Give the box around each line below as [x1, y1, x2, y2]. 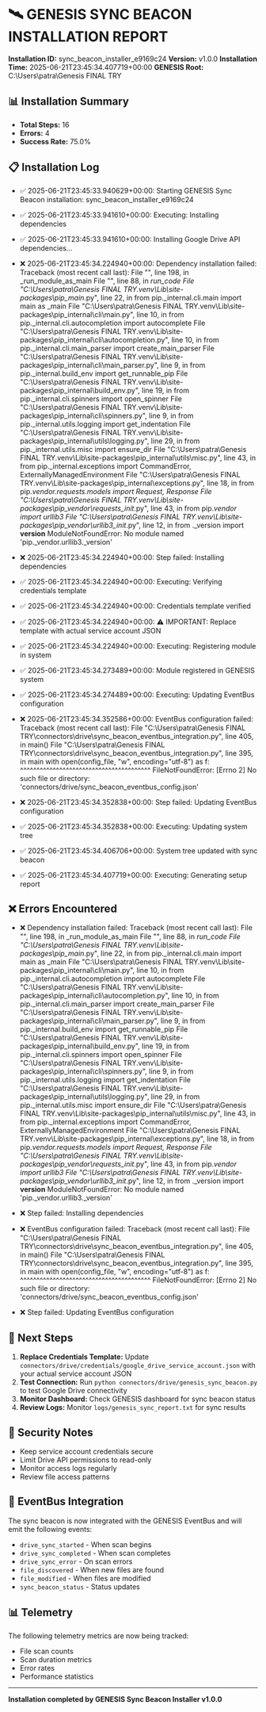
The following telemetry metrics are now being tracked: [8, 1630, 189, 1641]
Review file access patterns [19, 1472, 110, 1481]
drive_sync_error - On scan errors [19, 1557, 133, 1566]
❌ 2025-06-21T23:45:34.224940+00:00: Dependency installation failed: [19, 259, 257, 268]
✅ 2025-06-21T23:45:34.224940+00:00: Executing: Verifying [19, 576, 223, 586]
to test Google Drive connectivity [19, 1386, 128, 1396]
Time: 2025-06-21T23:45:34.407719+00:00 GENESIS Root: [8, 62, 204, 71]
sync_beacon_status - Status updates [19, 1582, 140, 1591]
